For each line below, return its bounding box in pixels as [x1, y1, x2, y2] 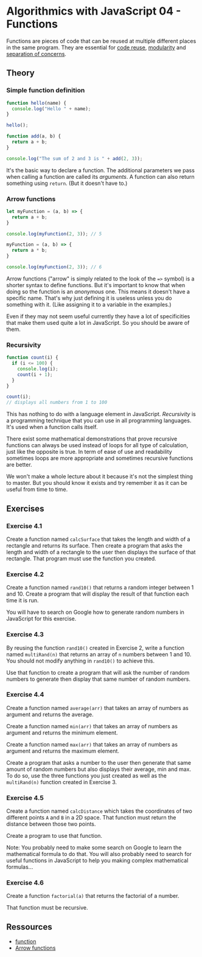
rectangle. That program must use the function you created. [6, 555, 156, 562]
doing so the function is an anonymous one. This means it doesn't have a [6, 288, 190, 295]
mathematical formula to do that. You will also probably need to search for [6, 851, 192, 858]
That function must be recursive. [6, 904, 88, 911]
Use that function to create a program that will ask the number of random [6, 669, 190, 676]
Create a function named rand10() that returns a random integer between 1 [6, 584, 194, 591]
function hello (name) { [6, 100, 67, 106]
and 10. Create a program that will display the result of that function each [6, 590, 189, 597]
